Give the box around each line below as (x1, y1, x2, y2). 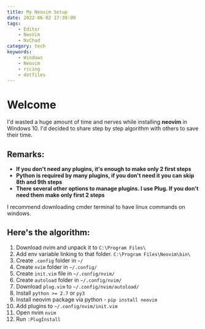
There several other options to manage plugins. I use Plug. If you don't (15, 185, 199, 192)
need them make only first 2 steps (15, 191, 105, 199)
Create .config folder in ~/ (15, 257, 83, 264)
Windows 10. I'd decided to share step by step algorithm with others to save (7, 125, 199, 132)
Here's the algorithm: (7, 227, 90, 238)
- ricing (18, 66, 41, 72)
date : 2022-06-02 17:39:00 (7, 15, 76, 21)
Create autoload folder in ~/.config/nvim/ (15, 276, 122, 284)
